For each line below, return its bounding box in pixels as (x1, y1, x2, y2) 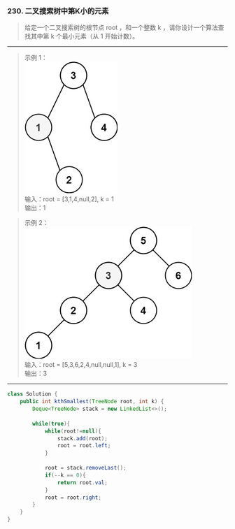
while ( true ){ (32, 420, 71, 427)
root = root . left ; (57, 442, 111, 449)
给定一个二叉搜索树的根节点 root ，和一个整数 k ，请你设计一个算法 (24, 23, 218, 32)
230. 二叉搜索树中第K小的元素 (7, 6, 109, 15)
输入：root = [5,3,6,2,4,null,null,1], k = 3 (24, 361, 138, 369)
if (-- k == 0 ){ (44, 472, 86, 479)
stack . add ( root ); (57, 435, 108, 442)
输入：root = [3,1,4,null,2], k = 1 (24, 195, 114, 203)
